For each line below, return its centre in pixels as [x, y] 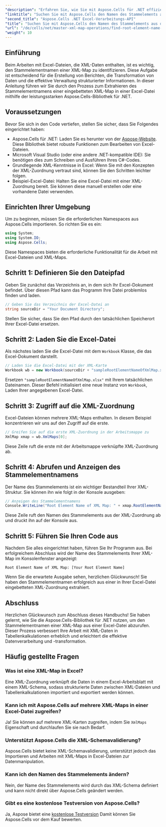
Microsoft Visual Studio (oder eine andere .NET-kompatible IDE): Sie [82, 155]
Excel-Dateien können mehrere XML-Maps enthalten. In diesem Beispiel [78, 418]
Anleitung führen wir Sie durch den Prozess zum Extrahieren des [71, 86]
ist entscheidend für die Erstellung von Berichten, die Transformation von [80, 75]
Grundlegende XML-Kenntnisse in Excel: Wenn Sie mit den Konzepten [83, 165]
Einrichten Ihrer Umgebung [48, 207]
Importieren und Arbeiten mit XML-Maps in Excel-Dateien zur [67, 756]
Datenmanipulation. [25, 762]
